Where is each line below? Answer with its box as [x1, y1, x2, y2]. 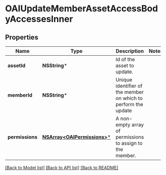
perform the [115, 101, 143, 107]
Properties [5, 33, 39, 41]
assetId [7, 62, 26, 69]
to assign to [115, 140, 143, 146]
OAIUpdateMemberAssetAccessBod [5, 3, 158, 14]
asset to [115, 62, 134, 69]
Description [116, 48, 144, 54]
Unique [115, 76, 132, 83]
